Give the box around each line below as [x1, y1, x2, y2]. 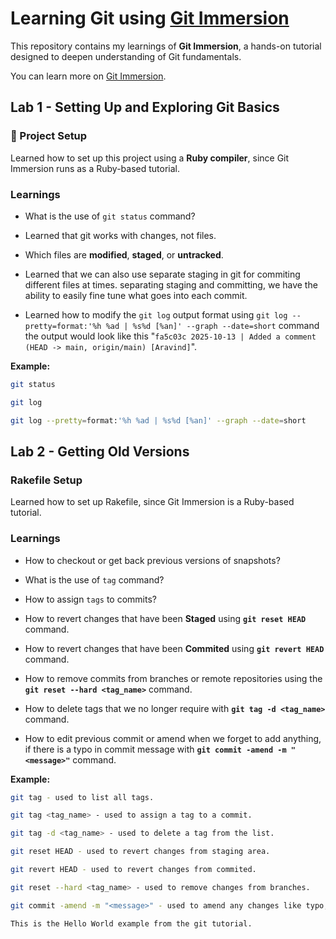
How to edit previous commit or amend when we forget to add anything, [24, 732, 322, 744]
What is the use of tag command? [24, 573, 165, 586]
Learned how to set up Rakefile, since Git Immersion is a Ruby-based [10, 496, 295, 508]
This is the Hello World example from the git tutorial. [10, 918, 253, 929]
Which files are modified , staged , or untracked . [24, 248, 224, 261]
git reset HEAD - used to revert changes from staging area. [10, 847, 271, 857]
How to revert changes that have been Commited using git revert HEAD [24, 642, 325, 654]
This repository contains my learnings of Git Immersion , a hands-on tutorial [10, 40, 322, 52]
